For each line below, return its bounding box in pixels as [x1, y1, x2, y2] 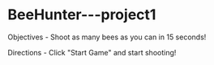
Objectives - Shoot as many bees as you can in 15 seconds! [7, 32, 207, 42]
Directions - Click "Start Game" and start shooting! [7, 47, 177, 57]
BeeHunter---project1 [7, 6, 156, 24]
